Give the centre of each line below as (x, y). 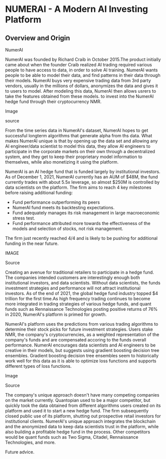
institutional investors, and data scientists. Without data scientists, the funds (83, 283)
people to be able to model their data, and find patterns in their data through (83, 75)
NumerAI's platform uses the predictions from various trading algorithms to (82, 324)
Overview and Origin (38, 38)
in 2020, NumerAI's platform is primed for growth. (56, 314)
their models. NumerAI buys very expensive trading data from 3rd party (78, 81)
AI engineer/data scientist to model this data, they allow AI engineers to (78, 146)
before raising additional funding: (39, 193)
